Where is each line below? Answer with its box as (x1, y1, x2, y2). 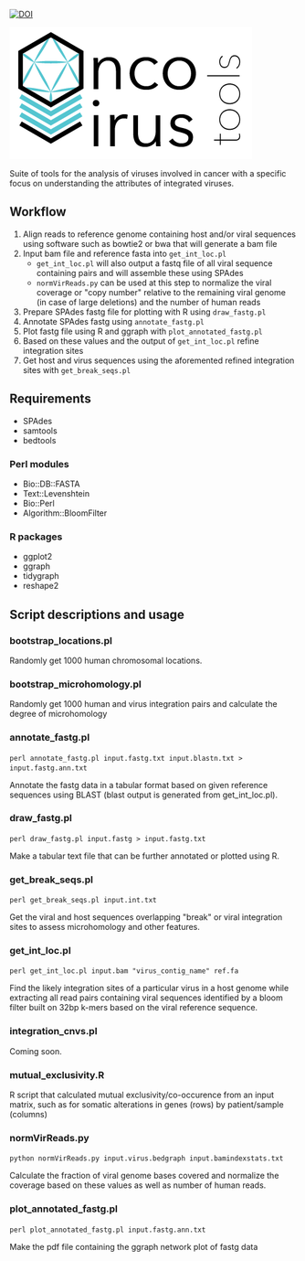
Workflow (9, 204, 67, 219)
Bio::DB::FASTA (22, 478, 80, 489)
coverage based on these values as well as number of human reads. (9, 1180, 267, 1191)
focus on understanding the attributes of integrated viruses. (9, 178, 235, 188)
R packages (9, 530, 63, 543)
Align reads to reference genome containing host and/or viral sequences (22, 229, 297, 240)
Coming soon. (9, 1045, 62, 1056)
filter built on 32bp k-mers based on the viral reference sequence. (9, 1002, 258, 1013)
